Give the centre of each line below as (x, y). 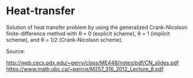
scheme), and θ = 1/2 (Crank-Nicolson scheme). (65, 40)
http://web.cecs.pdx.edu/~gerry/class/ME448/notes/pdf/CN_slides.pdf (92, 63)
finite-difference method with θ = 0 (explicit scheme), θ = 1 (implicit (88, 33)
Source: (16, 51)
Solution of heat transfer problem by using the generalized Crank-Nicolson (97, 27)
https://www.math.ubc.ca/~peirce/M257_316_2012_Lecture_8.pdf (85, 69)
